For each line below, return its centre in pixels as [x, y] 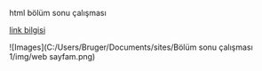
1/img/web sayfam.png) [52, 56]
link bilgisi [28, 30]
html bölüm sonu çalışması [58, 13]
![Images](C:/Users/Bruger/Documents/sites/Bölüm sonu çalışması [131, 47]
